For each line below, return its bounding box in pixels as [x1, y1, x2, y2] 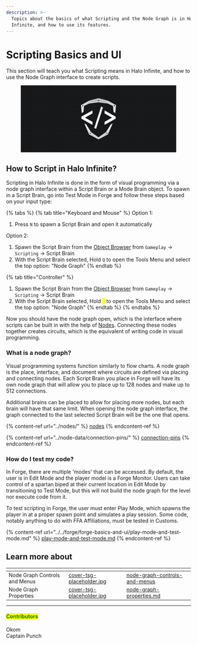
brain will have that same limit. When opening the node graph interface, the [6, 405, 188, 412]
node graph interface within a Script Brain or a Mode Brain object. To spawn [6, 185, 190, 192]
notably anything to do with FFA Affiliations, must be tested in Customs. [6, 517, 179, 524]
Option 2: [6, 232, 29, 240]
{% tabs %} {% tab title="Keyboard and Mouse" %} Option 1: [6, 210, 154, 217]
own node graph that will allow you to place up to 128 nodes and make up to [6, 381, 190, 388]
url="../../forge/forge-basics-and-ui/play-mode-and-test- [43, 528, 182, 536]
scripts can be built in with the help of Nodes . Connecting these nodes [6, 321, 177, 329]
